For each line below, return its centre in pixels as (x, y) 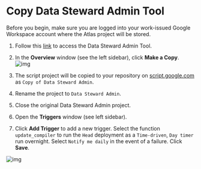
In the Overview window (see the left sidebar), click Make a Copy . (97, 57)
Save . (22, 147)
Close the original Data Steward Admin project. (73, 105)
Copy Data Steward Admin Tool (85, 11)
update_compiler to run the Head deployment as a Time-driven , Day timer (104, 135)
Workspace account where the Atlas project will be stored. (79, 34)
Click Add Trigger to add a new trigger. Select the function (88, 128)
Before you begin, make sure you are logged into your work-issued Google (98, 28)
